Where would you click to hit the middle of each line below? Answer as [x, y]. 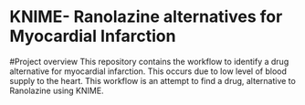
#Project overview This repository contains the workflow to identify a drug [149, 61]
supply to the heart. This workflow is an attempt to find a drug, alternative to [153, 80]
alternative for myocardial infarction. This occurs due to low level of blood [148, 71]
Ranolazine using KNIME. [57, 90]
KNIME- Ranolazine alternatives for [146, 17]
